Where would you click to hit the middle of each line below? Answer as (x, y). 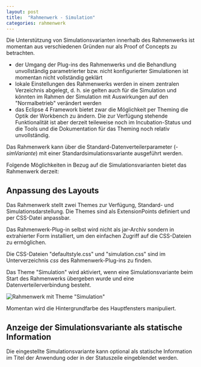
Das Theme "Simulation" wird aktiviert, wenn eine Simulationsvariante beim (100, 272)
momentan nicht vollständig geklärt (59, 78)
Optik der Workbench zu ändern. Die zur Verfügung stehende (91, 116)
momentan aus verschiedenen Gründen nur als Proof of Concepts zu (92, 46)
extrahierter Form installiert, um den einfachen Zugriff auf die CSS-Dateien (99, 236)
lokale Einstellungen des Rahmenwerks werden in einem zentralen (97, 84)
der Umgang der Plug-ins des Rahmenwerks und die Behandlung (95, 65)
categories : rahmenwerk (36, 23)
